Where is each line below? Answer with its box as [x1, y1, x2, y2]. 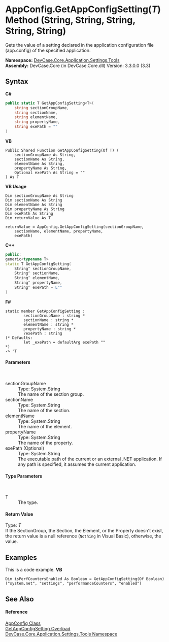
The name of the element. [18, 423, 72, 429]
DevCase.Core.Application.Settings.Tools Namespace [5, 631, 118, 637]
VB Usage [5, 183, 27, 189]
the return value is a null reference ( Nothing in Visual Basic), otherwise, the [5, 533, 161, 539]
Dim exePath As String [5, 211, 53, 216]
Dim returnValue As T [5, 215, 51, 220]
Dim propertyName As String [5, 207, 65, 212]
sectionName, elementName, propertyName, [14, 228, 103, 234]
